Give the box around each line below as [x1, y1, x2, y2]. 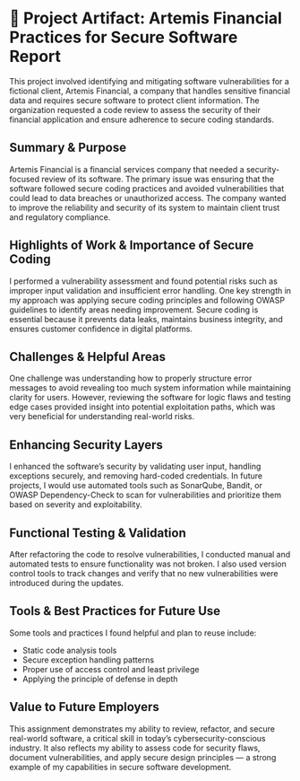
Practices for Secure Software [9, 27, 238, 48]
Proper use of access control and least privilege [21, 663, 200, 674]
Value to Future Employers [9, 699, 159, 715]
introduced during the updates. [9, 578, 124, 588]
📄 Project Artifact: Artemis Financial [9, 8, 282, 29]
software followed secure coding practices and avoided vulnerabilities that [9, 183, 285, 194]
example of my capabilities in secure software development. [9, 761, 232, 772]
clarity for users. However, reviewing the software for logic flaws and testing [9, 392, 291, 403]
